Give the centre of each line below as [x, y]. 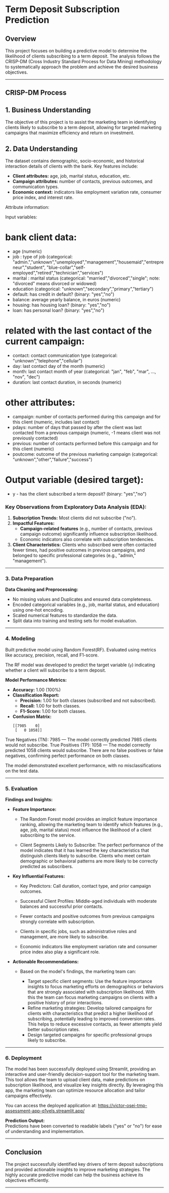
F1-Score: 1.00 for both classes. [53, 711]
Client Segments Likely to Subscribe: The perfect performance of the [92, 845]
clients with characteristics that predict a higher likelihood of [90, 1013]
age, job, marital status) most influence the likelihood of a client [86, 830]
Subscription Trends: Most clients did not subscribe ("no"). [74, 518]
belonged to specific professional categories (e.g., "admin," [74, 556]
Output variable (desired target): [74, 480]
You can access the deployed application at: [51, 1106]
